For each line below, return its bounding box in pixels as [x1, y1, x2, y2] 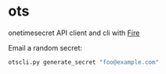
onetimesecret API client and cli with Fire [8, 28, 140, 37]
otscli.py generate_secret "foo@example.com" [8, 58, 159, 66]
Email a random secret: [8, 43, 82, 52]
